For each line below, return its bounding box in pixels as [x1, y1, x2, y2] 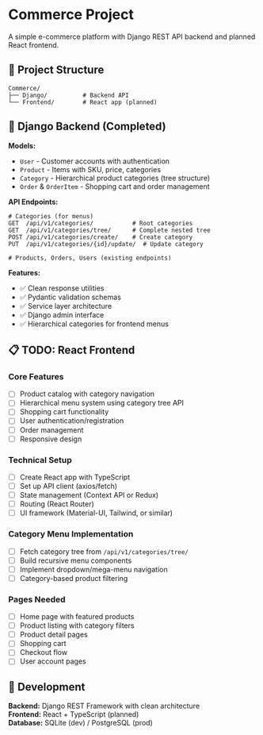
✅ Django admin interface [19, 310, 105, 319]
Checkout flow [19, 648, 68, 657]
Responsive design [19, 434, 82, 444]
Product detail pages [19, 629, 89, 640]
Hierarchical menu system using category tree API [19, 398, 185, 408]
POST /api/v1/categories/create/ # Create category [8, 233, 193, 241]
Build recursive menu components [19, 556, 132, 565]
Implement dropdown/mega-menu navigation [19, 564, 168, 574]
